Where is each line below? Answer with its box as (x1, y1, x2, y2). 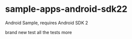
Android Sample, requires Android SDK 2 (5, 20, 88, 26)
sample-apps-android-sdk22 (5, 3, 128, 15)
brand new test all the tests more (5, 29, 72, 35)
